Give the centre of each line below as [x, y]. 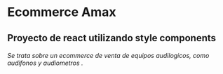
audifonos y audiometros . [45, 63]
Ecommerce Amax [62, 12]
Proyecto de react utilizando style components [111, 38]
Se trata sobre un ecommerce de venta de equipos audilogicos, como [108, 56]
